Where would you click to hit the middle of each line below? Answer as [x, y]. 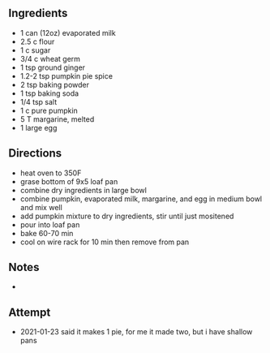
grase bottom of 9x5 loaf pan [69, 181]
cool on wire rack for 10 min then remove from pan [105, 242]
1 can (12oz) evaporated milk [68, 32]
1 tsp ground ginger [53, 67]
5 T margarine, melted [57, 119]
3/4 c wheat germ [50, 58]
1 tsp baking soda [49, 93]
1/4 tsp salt [39, 101]
